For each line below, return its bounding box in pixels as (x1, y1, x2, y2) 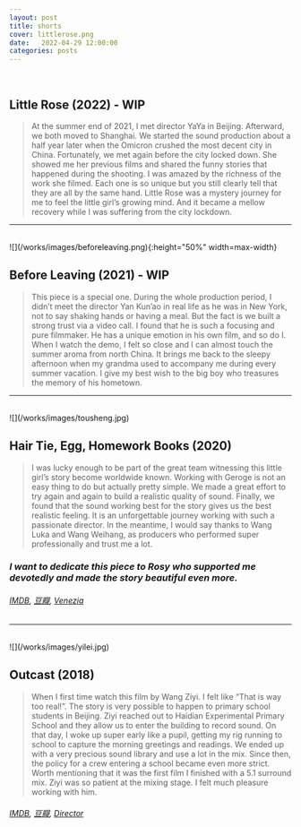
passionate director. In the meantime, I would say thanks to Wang (30, 519, 272, 530)
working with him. (30, 786, 98, 797)
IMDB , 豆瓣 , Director (9, 808, 84, 819)
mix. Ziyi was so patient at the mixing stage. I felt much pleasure (30, 777, 269, 788)
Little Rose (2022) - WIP (9, 97, 146, 112)
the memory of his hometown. (30, 377, 143, 388)
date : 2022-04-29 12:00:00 (9, 38, 118, 47)
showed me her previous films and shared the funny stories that (30, 159, 268, 169)
